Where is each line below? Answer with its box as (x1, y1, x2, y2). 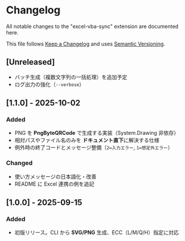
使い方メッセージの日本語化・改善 (14, 173, 97, 180)
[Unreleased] (6, 57, 55, 67)
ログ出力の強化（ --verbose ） (14, 81, 85, 88)
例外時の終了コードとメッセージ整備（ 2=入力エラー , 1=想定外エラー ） (14, 144, 173, 151)
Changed (6, 159, 33, 167)
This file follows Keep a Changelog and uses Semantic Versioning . (6, 40, 165, 47)
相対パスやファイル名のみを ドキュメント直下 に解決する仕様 (14, 137, 159, 144)
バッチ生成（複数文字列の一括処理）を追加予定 (14, 74, 127, 81)
